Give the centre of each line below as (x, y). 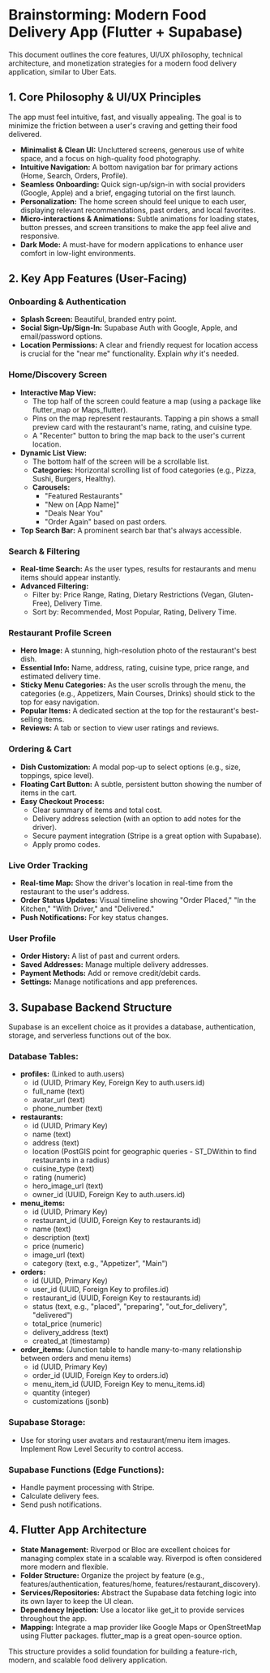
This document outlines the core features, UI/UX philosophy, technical (126, 54)
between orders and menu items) (76, 1359)
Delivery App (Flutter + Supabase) (126, 32)
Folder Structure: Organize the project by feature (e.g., (112, 1575)
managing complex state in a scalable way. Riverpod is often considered (141, 1558)
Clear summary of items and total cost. (97, 810)
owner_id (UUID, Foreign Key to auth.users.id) (109, 1195)
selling (31, 720)
